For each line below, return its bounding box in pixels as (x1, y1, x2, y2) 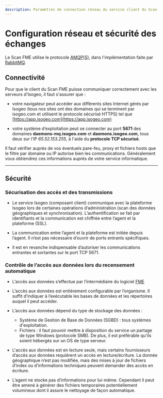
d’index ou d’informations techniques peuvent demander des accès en (12, 363, 154, 368)
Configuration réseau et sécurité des (5, 28, 157, 39)
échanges (5, 38, 46, 49)
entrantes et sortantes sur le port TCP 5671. (12, 250, 99, 255)
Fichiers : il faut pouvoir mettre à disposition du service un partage (19, 328, 153, 334)
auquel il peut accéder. (12, 299, 58, 304)
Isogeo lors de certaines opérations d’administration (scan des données (12, 205, 156, 211)
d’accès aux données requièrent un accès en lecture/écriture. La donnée (12, 352, 158, 358)
